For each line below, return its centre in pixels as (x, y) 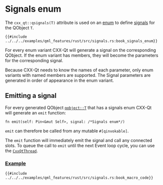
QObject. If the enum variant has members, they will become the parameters (82, 55)
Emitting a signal (31, 96)
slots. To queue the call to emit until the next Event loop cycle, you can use (80, 145)
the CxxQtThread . (21, 151)
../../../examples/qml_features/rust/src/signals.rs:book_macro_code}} (79, 178)
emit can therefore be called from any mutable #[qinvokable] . (67, 131)
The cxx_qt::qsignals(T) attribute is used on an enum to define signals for (80, 23)
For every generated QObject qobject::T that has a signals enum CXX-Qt (78, 107)
